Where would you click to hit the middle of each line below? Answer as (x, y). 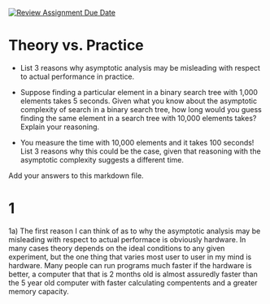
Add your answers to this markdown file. (76, 176)
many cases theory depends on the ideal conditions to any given (117, 248)
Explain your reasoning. (60, 127)
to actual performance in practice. (77, 76)
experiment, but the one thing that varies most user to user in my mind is (130, 257)
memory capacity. (39, 291)
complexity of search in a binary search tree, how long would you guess (141, 109)
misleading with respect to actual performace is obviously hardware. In (127, 239)
